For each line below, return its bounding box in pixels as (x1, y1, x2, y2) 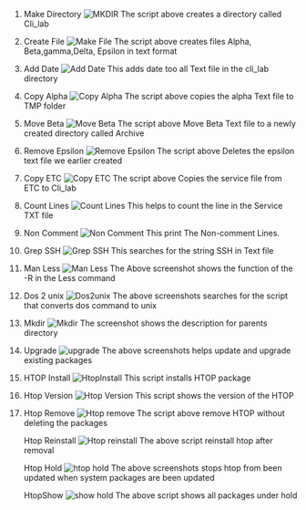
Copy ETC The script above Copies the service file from (23, 173, 282, 183)
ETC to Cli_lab (23, 182, 76, 193)
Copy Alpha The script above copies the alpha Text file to (23, 91, 294, 101)
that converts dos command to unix (23, 300, 158, 310)
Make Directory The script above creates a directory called (23, 9, 282, 19)
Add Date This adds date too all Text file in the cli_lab (23, 64, 270, 74)
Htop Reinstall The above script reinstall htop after (23, 435, 273, 446)
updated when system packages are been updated (23, 473, 215, 483)
